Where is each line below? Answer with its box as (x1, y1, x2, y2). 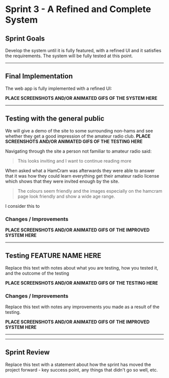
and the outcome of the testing (5, 270, 69, 276)
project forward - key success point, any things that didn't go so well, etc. (5, 366, 158, 372)
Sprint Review (5, 348, 50, 357)
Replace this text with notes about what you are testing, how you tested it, (5, 265, 158, 271)
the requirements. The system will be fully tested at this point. (5, 53, 133, 59)
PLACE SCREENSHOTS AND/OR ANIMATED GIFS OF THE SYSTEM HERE (5, 95, 157, 101)
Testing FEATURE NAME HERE (5, 251, 102, 260)
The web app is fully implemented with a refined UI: (5, 85, 112, 91)
